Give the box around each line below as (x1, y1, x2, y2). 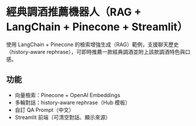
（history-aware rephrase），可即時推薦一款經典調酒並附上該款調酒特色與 (6, 48, 185, 55)
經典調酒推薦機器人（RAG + (6, 5, 142, 19)
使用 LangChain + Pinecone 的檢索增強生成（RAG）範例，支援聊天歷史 (6, 41, 179, 48)
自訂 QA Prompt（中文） (14, 106, 75, 113)
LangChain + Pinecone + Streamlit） (6, 20, 188, 34)
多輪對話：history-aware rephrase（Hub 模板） (14, 99, 131, 106)
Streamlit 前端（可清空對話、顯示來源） (14, 114, 111, 121)
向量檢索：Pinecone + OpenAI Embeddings (14, 91, 120, 98)
